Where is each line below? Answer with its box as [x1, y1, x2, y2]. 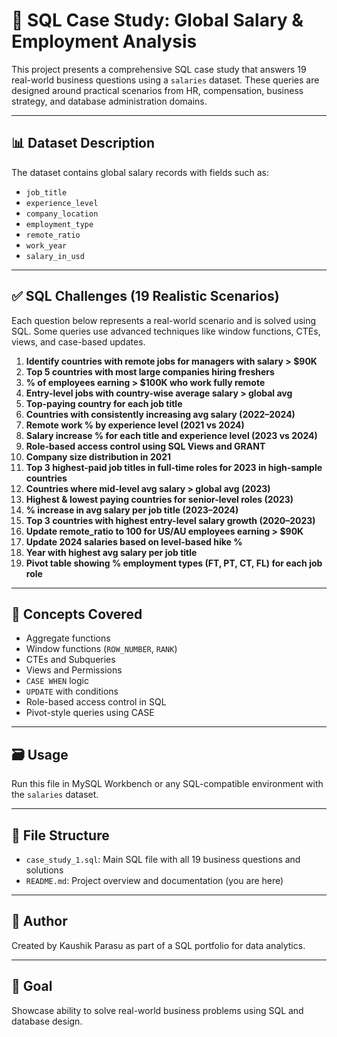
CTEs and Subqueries [25, 654, 116, 666]
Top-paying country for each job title [25, 397, 183, 409]
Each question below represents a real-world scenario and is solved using [11, 314, 317, 326]
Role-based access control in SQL [25, 696, 167, 708]
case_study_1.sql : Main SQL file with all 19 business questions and [25, 854, 301, 865]
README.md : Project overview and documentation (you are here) [25, 875, 284, 886]
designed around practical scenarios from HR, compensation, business [11, 84, 304, 96]
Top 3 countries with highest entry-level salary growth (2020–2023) [25, 514, 316, 526]
